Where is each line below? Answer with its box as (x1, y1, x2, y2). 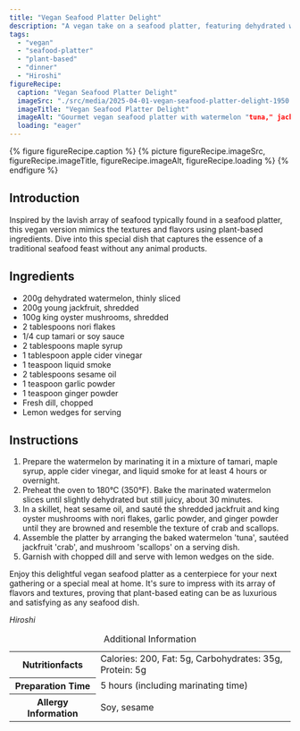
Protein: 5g (100, 664, 147, 676)
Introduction (9, 191, 80, 206)
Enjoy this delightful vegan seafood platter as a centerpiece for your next (9, 569, 278, 580)
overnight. (21, 475, 61, 486)
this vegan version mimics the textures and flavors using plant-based (9, 224, 263, 234)
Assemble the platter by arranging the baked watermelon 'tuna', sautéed (21, 532, 289, 543)
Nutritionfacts (21, 659, 83, 671)
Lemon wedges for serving (21, 406, 122, 417)
